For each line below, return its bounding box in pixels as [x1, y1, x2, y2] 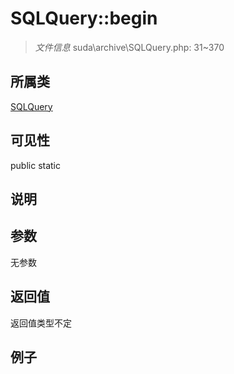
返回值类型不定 [10, 317, 72, 329]
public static [10, 159, 62, 171]
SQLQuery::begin [10, 7, 158, 30]
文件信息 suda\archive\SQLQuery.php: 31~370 [34, 41, 225, 53]
